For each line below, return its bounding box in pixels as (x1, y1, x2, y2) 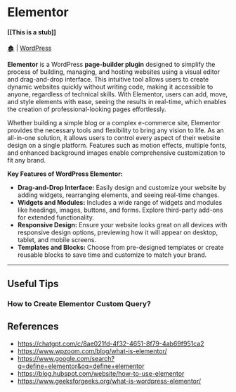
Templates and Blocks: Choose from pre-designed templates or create (17, 244, 224, 252)
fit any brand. (7, 156, 46, 165)
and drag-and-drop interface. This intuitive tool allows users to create (7, 75, 209, 84)
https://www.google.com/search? (17, 354, 114, 362)
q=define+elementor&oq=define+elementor (17, 362, 145, 370)
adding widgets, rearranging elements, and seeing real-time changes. (17, 191, 220, 199)
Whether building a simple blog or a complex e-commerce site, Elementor (7, 119, 221, 127)
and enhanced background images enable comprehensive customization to (7, 148, 225, 157)
